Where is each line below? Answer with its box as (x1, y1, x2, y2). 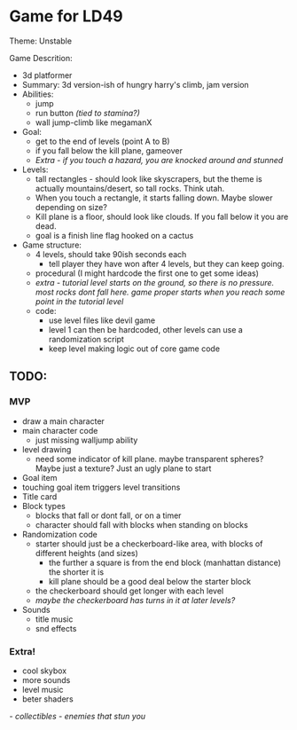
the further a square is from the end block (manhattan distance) (48, 557, 282, 568)
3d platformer (21, 69, 73, 81)
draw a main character (21, 415, 105, 427)
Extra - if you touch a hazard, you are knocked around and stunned (35, 154, 284, 165)
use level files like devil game (48, 315, 156, 326)
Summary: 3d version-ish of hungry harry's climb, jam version (21, 79, 250, 90)
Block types (21, 500, 66, 511)
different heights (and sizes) (35, 547, 139, 558)
